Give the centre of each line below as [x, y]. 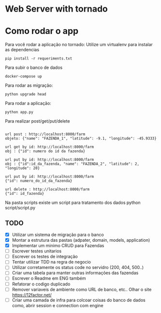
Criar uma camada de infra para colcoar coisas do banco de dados [79, 300]
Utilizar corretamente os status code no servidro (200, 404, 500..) [78, 267]
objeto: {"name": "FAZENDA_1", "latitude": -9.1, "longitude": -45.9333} [81, 139]
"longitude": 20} [22, 168]
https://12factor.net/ [32, 295]
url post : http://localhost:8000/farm [45, 134]
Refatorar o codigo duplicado [41, 284]
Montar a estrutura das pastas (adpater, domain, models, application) [81, 240]
